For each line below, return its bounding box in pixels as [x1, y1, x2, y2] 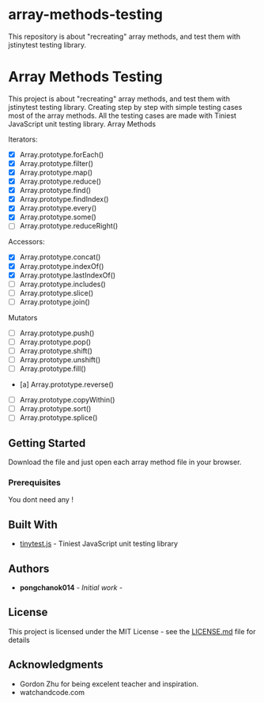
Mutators [8, 312, 38, 322]
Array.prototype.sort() [19, 404, 92, 414]
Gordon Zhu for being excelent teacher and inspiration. [19, 678, 199, 689]
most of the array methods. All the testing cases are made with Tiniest [8, 111, 237, 120]
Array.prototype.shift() [19, 346, 93, 355]
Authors [8, 561, 50, 575]
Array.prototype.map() [19, 168, 93, 177]
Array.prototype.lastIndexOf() [19, 270, 116, 280]
